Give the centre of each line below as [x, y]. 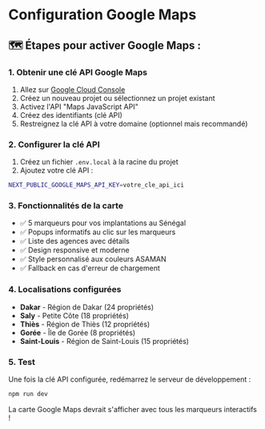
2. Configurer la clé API [54, 144]
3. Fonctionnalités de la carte [66, 205]
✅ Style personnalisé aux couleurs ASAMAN [93, 259]
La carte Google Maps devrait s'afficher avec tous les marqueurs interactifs [133, 409]
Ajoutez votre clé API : [56, 171]
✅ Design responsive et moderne [74, 250]
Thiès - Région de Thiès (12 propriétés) [85, 324]
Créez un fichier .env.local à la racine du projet [99, 162]
